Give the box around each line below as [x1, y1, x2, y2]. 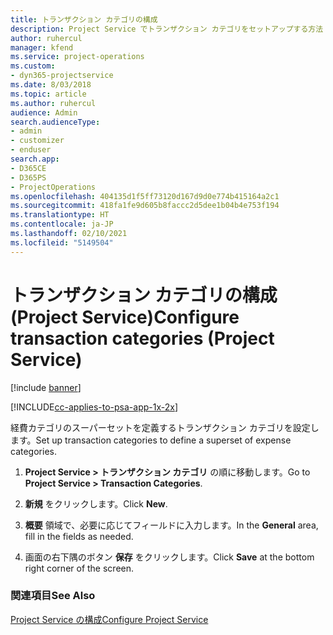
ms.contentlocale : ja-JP [10, 219, 114, 230]
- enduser [10, 145, 52, 155]
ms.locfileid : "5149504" [10, 237, 114, 248]
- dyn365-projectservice [10, 71, 114, 81]
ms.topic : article [10, 89, 87, 99]
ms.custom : [10, 61, 56, 71]
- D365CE [10, 163, 47, 173]
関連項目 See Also [10, 589, 96, 603]
